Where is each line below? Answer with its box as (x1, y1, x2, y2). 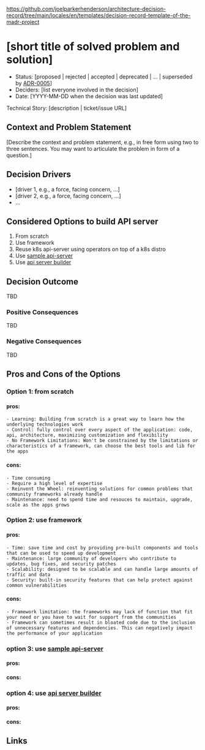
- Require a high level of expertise (6, 480, 103, 486)
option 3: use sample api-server (6, 644, 104, 652)
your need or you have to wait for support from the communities (6, 614, 176, 620)
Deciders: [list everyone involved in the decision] (15, 86, 139, 93)
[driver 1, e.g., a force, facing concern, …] (15, 185, 121, 193)
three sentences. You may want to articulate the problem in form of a (6, 145, 180, 152)
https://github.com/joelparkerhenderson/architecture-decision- (6, 6, 166, 12)
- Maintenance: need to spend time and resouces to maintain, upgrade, (6, 496, 193, 502)
